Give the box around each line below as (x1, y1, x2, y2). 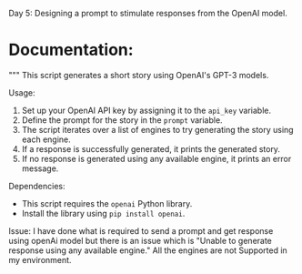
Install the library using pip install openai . (21, 208, 186, 218)
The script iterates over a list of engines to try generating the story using (21, 124, 294, 135)
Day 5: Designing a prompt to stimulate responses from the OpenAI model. (8, 8, 287, 18)
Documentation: (8, 40, 134, 60)
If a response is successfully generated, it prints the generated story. (21, 143, 281, 154)
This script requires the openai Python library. (21, 198, 193, 208)
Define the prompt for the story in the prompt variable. (21, 114, 224, 126)
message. (21, 163, 59, 174)
